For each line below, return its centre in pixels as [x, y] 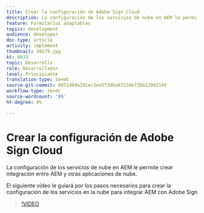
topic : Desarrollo [29, 63]
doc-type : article [29, 40]
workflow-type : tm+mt [34, 91]
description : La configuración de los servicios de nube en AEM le [93, 18]
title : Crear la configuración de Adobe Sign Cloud [73, 12]
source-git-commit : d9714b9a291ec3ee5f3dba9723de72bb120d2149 [87, 86]
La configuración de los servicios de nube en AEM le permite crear [90, 167]
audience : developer [32, 35]
